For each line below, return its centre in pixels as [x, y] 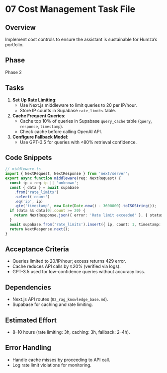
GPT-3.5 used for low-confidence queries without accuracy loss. [79, 272]
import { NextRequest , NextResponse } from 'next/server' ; [68, 174]
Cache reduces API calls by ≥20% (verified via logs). [66, 266]
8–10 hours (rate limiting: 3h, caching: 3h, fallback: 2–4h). [71, 332]
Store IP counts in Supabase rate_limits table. [68, 110]
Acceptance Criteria [37, 249]
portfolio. [14, 45]
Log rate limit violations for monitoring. [52, 365]
